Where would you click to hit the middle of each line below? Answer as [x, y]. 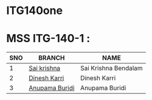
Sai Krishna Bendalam [111, 68]
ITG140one [34, 11]
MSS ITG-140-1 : [48, 39]
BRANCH [52, 58]
